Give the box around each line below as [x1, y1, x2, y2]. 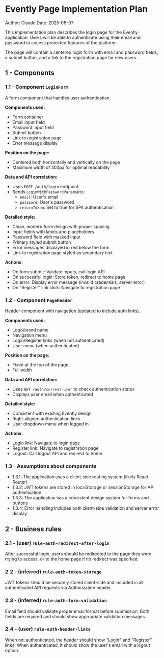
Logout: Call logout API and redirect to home [12, 450, 102, 456]
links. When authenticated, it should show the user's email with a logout [5, 642, 151, 648]
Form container [12, 114, 43, 120]
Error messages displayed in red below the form [12, 244, 109, 250]
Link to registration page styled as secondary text [12, 250, 113, 256]
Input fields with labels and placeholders [12, 229, 94, 234]
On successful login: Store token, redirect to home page [12, 274, 126, 280]
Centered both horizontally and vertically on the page [12, 159, 120, 165]
